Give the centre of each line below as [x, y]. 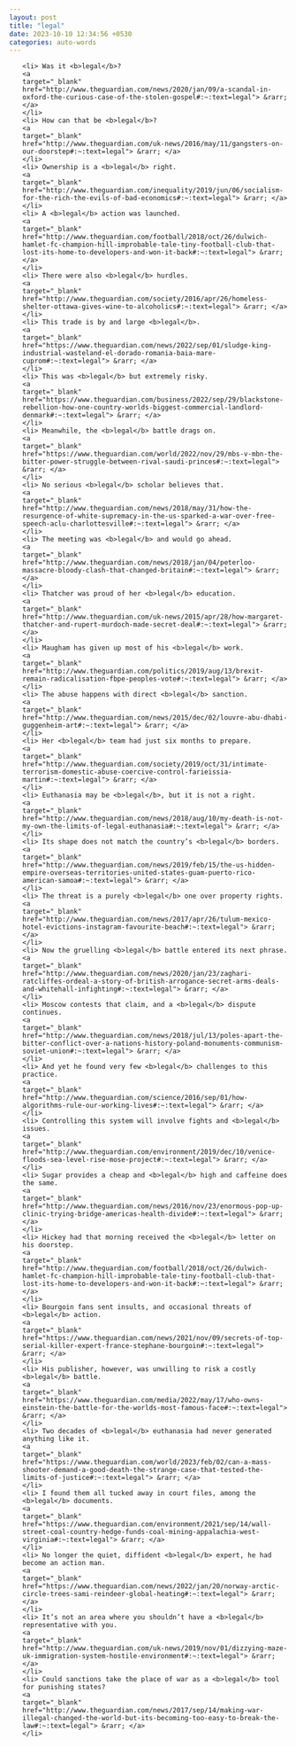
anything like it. [56, 1439]
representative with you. [69, 1625]
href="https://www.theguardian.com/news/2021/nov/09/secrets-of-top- [153, 1338]
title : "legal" [37, 26]
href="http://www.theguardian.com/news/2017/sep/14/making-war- [143, 1711]
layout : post [33, 17]
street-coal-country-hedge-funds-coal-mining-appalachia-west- [141, 1532]
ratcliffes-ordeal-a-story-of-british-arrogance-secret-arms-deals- [151, 982]
